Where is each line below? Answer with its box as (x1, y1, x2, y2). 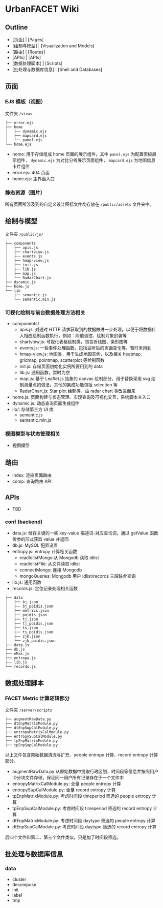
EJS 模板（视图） (5, 98, 46, 105)
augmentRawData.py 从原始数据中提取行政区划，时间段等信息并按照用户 (12, 769, 159, 774)
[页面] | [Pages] (12, 37, 44, 42)
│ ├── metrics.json (5, 608, 49, 613)
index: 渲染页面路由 (12, 472, 52, 478)
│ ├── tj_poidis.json (5, 621, 54, 626)
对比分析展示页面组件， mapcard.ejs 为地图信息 (60, 157, 156, 163)
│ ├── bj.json (5, 599, 38, 605)
